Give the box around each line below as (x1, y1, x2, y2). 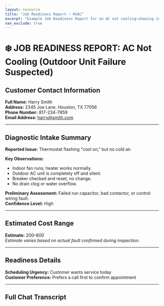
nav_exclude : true (5, 20, 42, 26)
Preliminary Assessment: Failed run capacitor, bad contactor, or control (5, 190, 151, 196)
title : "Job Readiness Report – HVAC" (5, 12, 84, 17)
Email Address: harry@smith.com (5, 115, 74, 121)
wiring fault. (5, 196, 29, 202)
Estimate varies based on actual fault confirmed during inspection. (5, 237, 140, 243)
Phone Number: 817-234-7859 (5, 109, 68, 115)
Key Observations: (5, 156, 44, 162)
